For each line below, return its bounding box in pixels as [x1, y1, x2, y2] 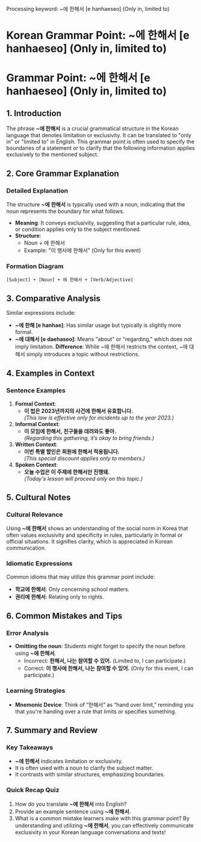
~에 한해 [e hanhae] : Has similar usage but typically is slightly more [14, 321, 182, 329]
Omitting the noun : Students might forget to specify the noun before [14, 643, 185, 650]
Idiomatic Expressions [6, 559, 73, 568]
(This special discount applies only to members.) [23, 454, 146, 462]
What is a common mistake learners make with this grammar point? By [14, 814, 190, 822]
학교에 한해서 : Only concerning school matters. [14, 586, 130, 593]
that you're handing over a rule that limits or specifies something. [14, 708, 176, 715]
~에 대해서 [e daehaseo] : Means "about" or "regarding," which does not [14, 335, 193, 342]
